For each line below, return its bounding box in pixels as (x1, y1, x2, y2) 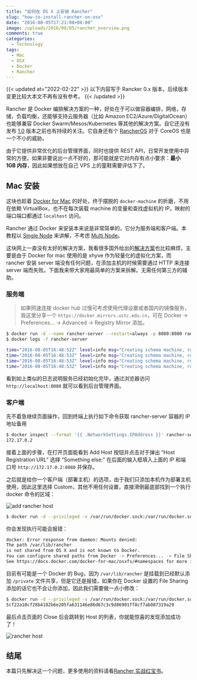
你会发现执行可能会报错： (6, 525, 68, 532)
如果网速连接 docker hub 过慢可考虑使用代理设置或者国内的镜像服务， (20, 304, 190, 311)
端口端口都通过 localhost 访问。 (6, 212, 84, 219)
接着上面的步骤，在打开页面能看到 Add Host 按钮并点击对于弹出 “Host (6, 448, 175, 455)
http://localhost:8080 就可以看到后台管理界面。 (6, 382, 125, 389)
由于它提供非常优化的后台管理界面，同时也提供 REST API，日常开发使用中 (6, 148, 185, 155)
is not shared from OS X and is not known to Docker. (6, 548, 141, 554)
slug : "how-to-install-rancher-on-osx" (6, 14, 104, 20)
